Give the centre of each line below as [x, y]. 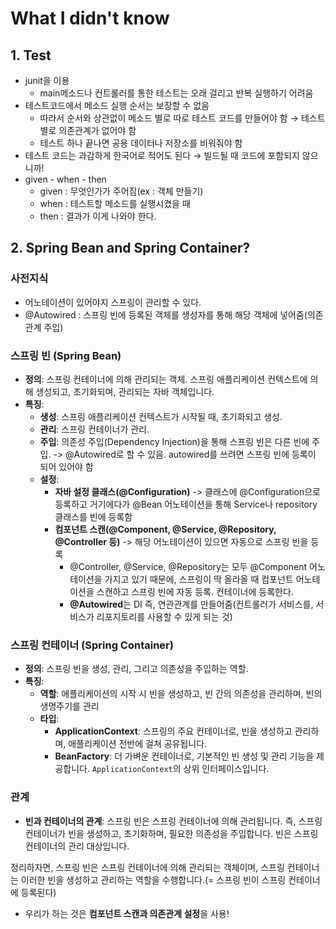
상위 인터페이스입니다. [226, 769]
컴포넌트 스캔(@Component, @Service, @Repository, [165, 529]
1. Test [31, 55]
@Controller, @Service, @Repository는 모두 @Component [188, 566]
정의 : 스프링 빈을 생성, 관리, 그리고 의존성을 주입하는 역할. [136, 669]
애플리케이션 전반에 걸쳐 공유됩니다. [138, 744]
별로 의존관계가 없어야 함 [88, 130]
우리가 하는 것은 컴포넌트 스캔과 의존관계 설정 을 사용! [127, 913]
